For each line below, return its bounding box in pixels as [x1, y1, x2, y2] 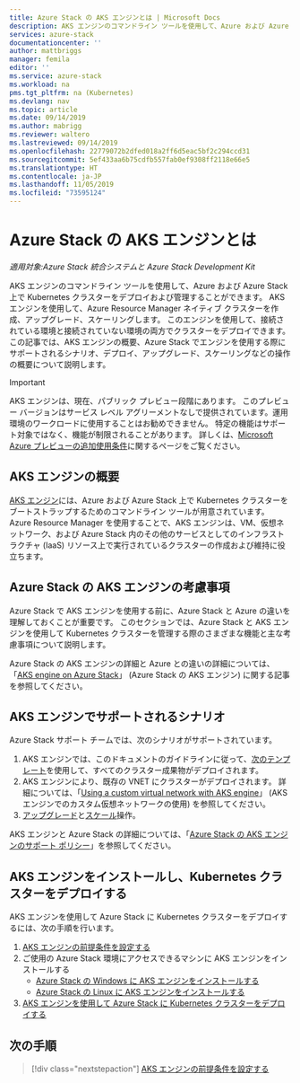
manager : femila [9, 55, 70, 64]
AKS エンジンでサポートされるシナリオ [9, 709, 226, 724]
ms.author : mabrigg [9, 122, 82, 131]
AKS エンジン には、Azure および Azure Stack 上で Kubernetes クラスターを [9, 495, 288, 506]
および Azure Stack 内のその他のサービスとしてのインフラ [55, 528, 270, 539]
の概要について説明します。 [9, 358, 111, 369]
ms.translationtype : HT [9, 163, 99, 172]
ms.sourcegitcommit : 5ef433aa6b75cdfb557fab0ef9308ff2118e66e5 [9, 154, 251, 164]
